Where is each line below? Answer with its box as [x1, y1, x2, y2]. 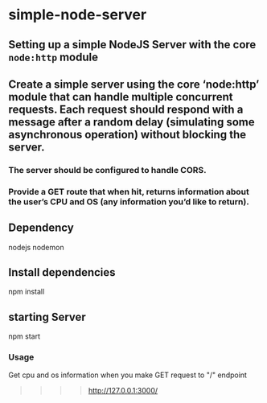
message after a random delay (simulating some [8, 115, 255, 129]
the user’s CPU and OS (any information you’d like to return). [8, 195, 249, 207]
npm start [8, 331, 41, 341]
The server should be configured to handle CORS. [8, 164, 207, 175]
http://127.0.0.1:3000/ [88, 385, 158, 395]
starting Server [8, 310, 86, 323]
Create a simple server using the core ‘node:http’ [8, 77, 260, 91]
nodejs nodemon [8, 242, 64, 252]
